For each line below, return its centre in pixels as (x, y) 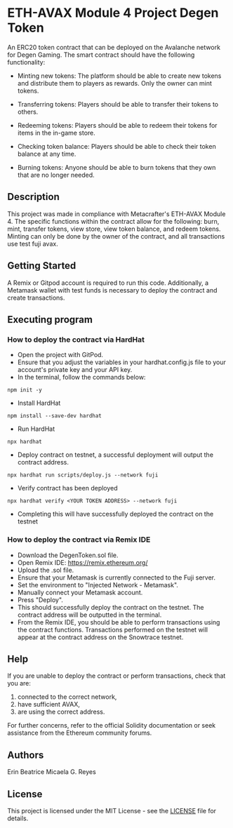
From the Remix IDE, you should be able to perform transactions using (119, 622)
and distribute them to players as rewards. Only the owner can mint (115, 83)
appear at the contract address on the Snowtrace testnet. (100, 637)
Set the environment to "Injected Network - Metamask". (98, 585)
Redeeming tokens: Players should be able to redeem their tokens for (117, 125)
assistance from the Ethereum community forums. (80, 733)
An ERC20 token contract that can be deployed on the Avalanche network (114, 47)
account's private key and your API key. (75, 370)
